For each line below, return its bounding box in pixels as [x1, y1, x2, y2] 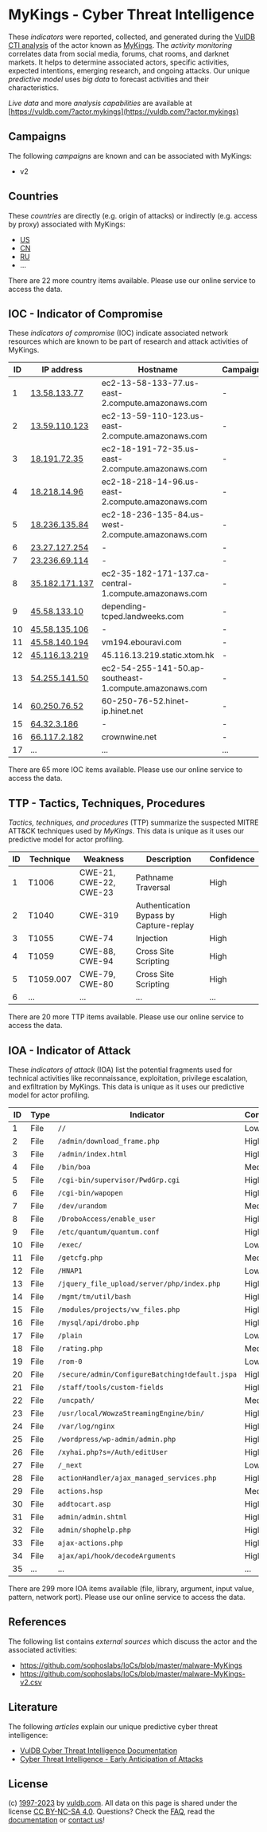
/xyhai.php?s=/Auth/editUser [57, 1448, 168, 1456]
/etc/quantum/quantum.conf [57, 1227, 161, 1236]
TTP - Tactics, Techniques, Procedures [8, 796, 206, 810]
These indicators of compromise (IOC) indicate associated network [8, 329, 229, 338]
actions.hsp [57, 1487, 103, 1495]
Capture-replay [135, 920, 195, 931]
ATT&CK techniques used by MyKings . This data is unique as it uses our [8, 826, 245, 836]
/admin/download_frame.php [57, 1137, 161, 1145]
